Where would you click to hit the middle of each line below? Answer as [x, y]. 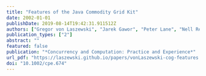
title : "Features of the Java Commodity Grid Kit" [72, 12]
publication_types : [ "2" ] [39, 35]
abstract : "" [23, 40]
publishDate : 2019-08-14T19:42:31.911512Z [61, 23]
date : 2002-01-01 [29, 18]
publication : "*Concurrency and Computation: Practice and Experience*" [101, 52]
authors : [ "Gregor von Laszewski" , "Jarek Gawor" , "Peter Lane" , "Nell [100, 29]
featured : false [27, 47]
